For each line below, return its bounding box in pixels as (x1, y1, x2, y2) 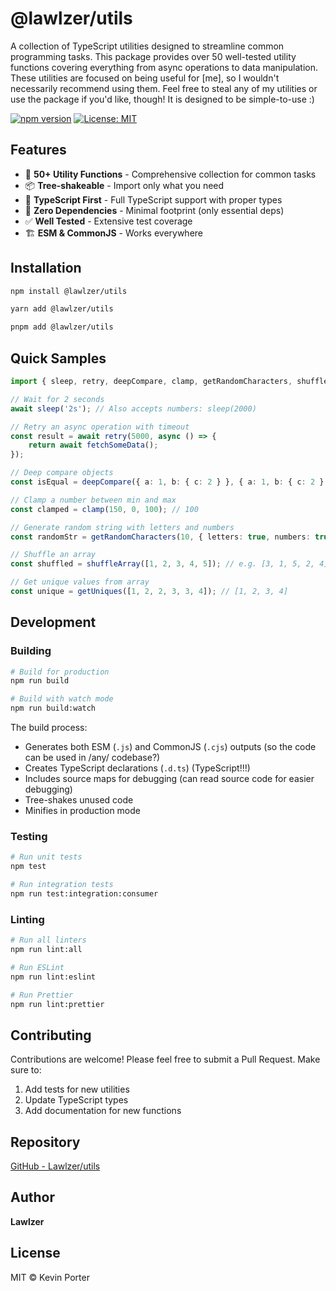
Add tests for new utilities (24, 1083, 130, 1096)
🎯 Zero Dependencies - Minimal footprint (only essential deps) (24, 204, 285, 216)
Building (10, 644, 52, 658)
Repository (10, 1133, 81, 1151)
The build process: (10, 722, 88, 734)
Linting (10, 912, 45, 926)
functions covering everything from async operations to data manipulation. (10, 61, 318, 73)
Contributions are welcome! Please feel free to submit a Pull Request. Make (10, 1053, 321, 1066)
